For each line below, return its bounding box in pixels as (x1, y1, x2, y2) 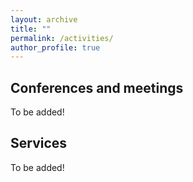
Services (10, 135, 68, 152)
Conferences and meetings (10, 79, 184, 96)
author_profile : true (10, 42, 101, 53)
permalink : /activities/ (10, 33, 114, 43)
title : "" (10, 24, 52, 34)
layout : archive (10, 14, 78, 25)
